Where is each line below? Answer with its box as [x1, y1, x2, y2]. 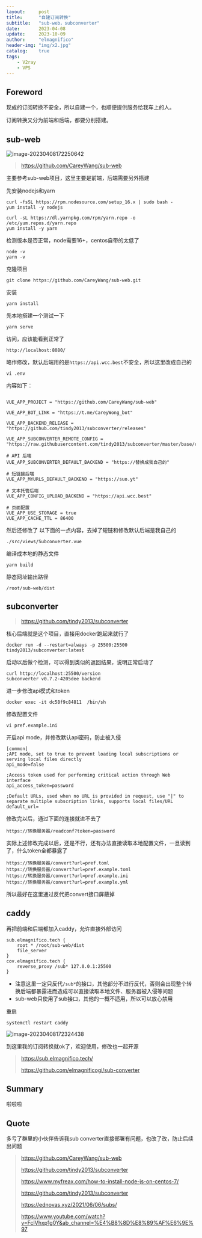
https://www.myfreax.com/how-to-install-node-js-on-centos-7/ [20, 1178, 179, 1185]
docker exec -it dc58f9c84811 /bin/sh [6, 699, 106, 705]
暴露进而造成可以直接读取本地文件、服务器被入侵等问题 [35, 987, 173, 994]
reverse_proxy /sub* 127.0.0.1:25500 [17, 963, 112, 969]
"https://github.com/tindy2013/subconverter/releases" [6, 425, 147, 431]
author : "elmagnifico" [6, 37, 74, 43]
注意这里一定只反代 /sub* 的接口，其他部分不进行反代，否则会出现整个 [14, 980, 187, 987]
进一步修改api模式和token [6, 687, 70, 694]
